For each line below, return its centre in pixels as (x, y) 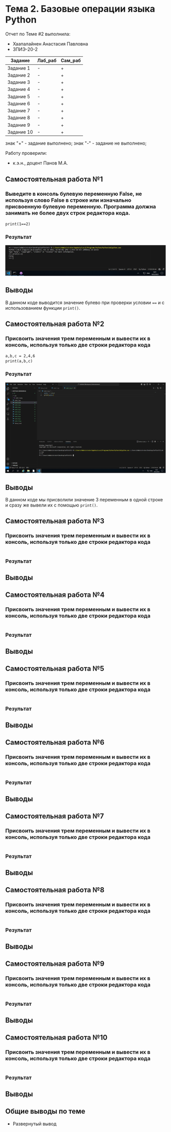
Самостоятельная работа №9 (55, 964)
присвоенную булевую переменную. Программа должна (81, 206)
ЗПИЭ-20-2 (25, 49)
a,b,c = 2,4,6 (20, 356)
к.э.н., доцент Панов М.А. (40, 163)
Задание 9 (19, 125)
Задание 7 (19, 111)
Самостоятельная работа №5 (55, 669)
